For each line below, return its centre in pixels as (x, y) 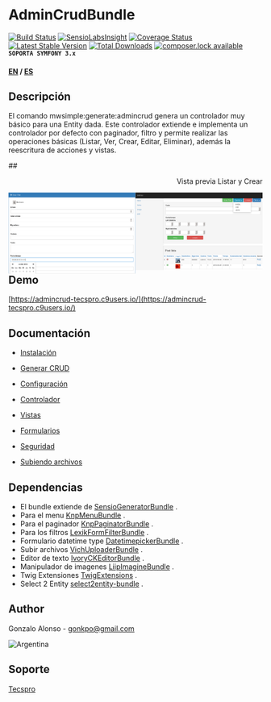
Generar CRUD (45, 368)
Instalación (38, 353)
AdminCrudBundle (72, 15)
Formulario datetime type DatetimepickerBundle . (102, 541)
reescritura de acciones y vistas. (63, 150)
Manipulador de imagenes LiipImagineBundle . (97, 567)
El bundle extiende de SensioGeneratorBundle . (99, 507)
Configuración (44, 384)
